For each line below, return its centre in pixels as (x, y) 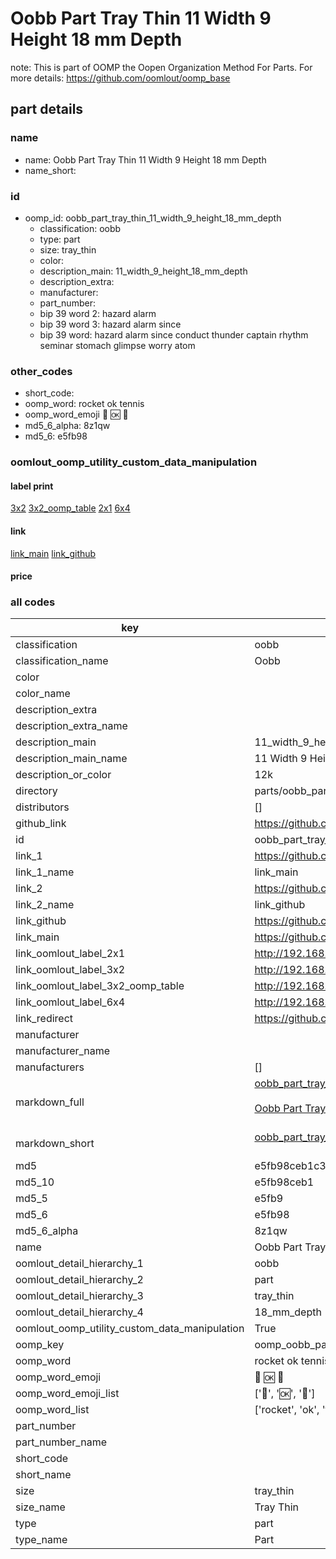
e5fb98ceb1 (284, 1182)
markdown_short (55, 1144)
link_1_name (45, 872)
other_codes (41, 371)
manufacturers (50, 1067)
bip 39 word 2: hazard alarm (98, 313)
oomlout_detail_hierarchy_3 (79, 1296)
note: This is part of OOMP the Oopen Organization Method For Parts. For (161, 67)
